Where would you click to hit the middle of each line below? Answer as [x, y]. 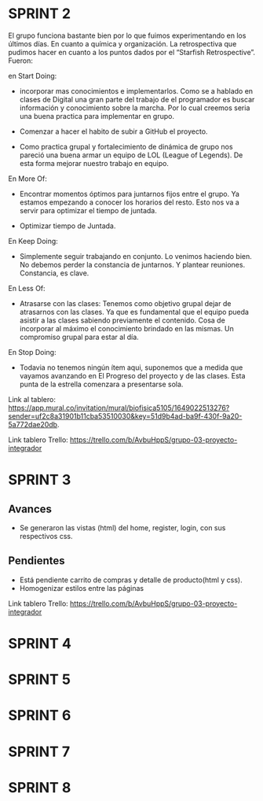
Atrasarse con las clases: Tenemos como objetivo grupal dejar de [125, 303]
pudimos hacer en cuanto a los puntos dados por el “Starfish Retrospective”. [132, 52]
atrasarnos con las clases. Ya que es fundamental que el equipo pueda [134, 312]
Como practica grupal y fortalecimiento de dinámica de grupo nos [126, 146]
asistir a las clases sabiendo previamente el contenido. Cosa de [122, 320]
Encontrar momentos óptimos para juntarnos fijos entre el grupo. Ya [129, 194]
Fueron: [20, 61]
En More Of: [27, 179]
